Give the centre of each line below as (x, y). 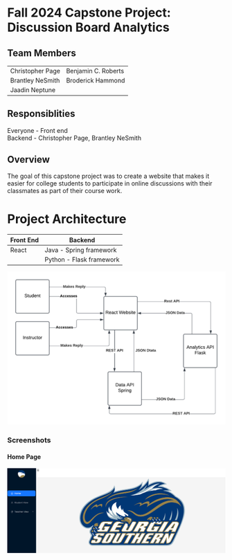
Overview (29, 160)
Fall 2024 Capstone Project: (89, 13)
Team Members (42, 53)
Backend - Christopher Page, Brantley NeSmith (74, 138)
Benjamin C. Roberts (95, 71)
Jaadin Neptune (33, 90)
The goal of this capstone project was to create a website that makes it (108, 176)
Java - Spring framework (81, 250)
